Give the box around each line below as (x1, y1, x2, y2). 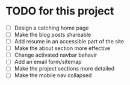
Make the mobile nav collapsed (14, 72, 92, 79)
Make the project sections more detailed (14, 65, 115, 72)
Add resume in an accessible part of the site (14, 38, 125, 45)
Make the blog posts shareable (14, 31, 91, 38)
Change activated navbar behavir (14, 51, 97, 58)
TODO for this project (5, 4, 114, 18)
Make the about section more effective (14, 45, 111, 52)
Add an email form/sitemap (14, 58, 82, 66)
